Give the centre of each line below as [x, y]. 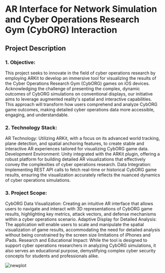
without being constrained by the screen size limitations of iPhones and [78, 235]
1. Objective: [20, 62]
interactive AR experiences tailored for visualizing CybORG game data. [77, 149]
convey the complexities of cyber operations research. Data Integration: [78, 165]
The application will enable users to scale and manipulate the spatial [75, 225]
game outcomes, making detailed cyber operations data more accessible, [80, 109]
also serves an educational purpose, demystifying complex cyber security [81, 251]
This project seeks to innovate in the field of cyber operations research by [80, 73]
